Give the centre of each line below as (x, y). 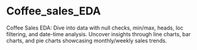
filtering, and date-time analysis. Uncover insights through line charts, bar (98, 34)
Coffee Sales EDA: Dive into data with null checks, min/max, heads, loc (95, 28)
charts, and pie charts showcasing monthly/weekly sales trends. (87, 40)
